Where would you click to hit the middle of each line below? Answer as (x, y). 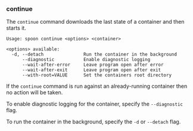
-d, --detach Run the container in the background (94, 55)
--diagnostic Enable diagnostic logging (86, 60)
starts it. (16, 28)
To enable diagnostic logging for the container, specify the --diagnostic (95, 104)
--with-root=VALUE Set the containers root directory (96, 75)
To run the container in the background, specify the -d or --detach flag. (94, 122)
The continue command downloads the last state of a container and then (95, 22)
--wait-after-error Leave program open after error (93, 65)
